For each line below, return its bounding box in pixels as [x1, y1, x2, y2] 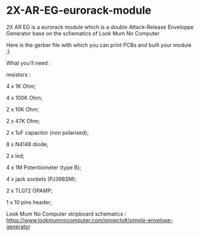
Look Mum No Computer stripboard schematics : [6, 210, 127, 217]
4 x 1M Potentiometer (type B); [6, 164, 82, 171]
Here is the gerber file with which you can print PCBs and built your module [6, 41, 192, 49]
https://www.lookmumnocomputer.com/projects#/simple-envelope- [6, 216, 173, 223]
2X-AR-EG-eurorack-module [6, 4, 152, 17]
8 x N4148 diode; [6, 140, 49, 147]
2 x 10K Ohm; [6, 105, 39, 113]
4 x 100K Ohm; [6, 94, 43, 101]
